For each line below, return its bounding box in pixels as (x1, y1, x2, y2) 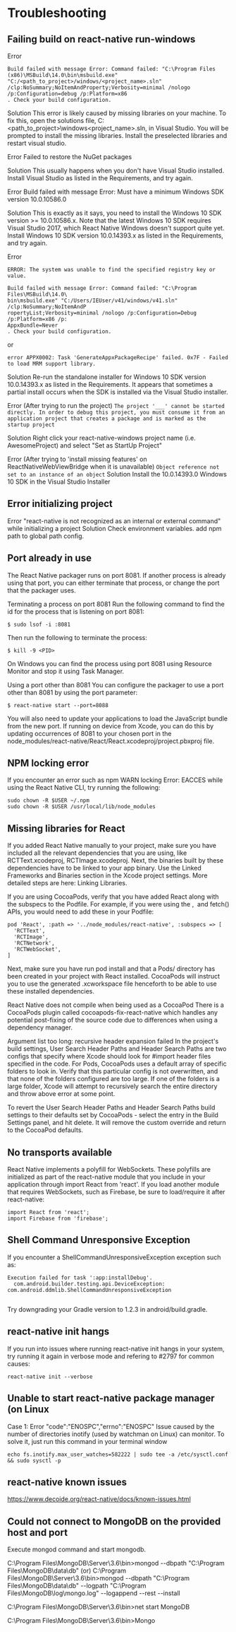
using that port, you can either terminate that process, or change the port (7, 578, 220, 587)
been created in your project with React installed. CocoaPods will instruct (7, 972, 221, 981)
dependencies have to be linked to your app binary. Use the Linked (7, 864, 202, 873)
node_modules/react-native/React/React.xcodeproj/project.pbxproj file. (7, 737, 215, 745)
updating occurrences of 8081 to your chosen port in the (7, 729, 172, 738)
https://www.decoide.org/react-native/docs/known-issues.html (7, 1495, 192, 1503)
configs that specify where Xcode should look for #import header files (7, 1052, 211, 1061)
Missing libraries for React (7, 822, 125, 834)
